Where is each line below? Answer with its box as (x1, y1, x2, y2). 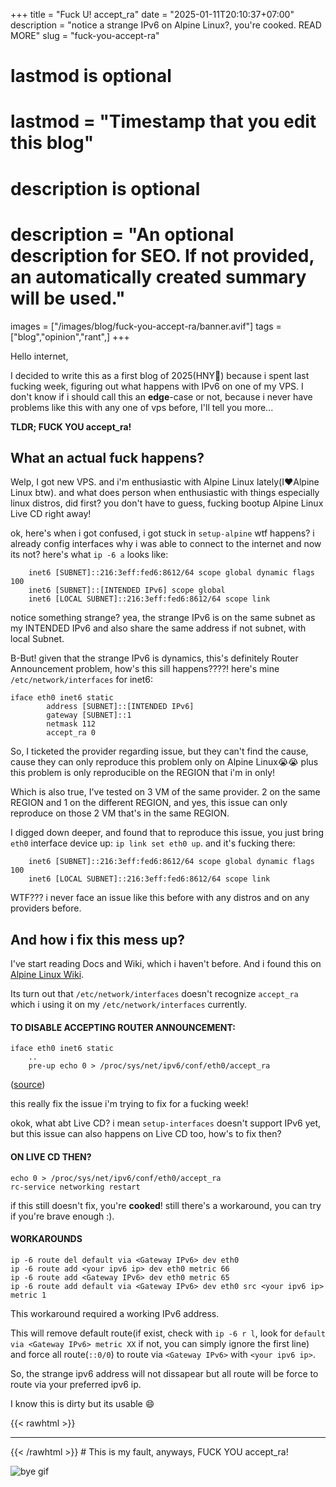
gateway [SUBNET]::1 (46, 710, 132, 721)
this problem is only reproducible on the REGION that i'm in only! (10, 767, 276, 779)
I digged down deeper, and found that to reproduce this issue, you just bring (10, 827, 325, 839)
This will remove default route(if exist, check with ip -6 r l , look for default (10, 1327, 327, 1339)
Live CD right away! (10, 508, 92, 520)
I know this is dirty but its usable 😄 (10, 1397, 155, 1409)
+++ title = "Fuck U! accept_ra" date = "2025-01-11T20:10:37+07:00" (10, 9, 295, 20)
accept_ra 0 (46, 728, 97, 738)
